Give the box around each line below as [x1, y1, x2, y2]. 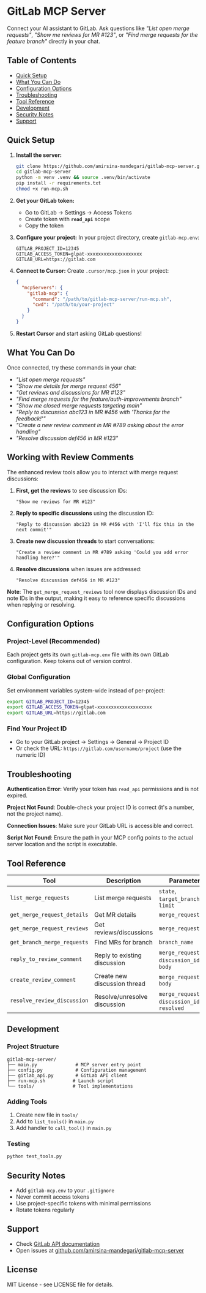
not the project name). [7, 810, 63, 817]
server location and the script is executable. [7, 841, 118, 848]
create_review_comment [10, 976, 76, 984]
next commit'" [15, 526, 52, 533]
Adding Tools [7, 1097, 48, 1105]
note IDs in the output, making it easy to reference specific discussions [7, 594, 186, 602]
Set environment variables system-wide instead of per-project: [7, 686, 166, 694]
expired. [7, 792, 28, 799]
